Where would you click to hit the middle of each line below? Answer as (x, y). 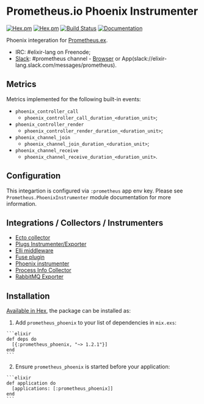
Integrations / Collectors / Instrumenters (85, 223)
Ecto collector (33, 238)
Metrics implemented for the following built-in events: (74, 99)
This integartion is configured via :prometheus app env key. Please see (95, 191)
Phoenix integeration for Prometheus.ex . (57, 40)
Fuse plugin (30, 257)
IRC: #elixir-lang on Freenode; (53, 52)
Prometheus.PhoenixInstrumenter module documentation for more (89, 197)
